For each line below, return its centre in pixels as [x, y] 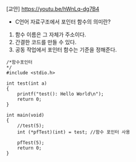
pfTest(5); [31, 143]
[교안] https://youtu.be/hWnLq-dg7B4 [53, 9]
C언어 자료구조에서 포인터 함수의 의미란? [63, 22]
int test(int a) [27, 83]
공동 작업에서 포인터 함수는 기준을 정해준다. [66, 50]
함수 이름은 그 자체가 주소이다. [50, 34]
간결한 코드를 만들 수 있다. [46, 42]
